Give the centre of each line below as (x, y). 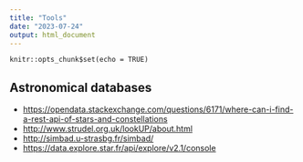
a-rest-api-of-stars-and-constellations (95, 119)
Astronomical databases (81, 87)
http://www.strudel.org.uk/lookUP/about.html (108, 129)
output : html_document (52, 35)
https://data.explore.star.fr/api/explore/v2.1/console (119, 148)
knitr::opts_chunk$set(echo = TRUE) (79, 60)
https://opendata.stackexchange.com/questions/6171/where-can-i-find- (158, 109)
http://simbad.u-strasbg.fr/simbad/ (88, 138)
